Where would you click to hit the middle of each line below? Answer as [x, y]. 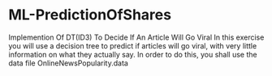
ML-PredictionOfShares [90, 15]
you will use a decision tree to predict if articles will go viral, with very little [133, 45]
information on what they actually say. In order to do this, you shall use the [133, 54]
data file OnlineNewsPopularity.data [68, 63]
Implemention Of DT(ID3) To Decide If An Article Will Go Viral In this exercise [136, 37]
